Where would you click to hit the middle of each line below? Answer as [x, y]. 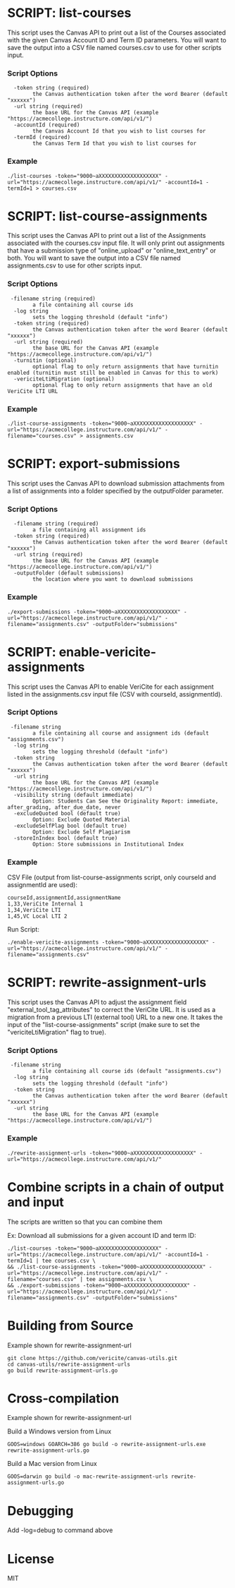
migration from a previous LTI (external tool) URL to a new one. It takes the [115, 1017]
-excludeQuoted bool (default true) [67, 813]
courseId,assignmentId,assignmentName [64, 898]
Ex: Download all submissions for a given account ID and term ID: [102, 1235]
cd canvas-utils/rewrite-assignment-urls [69, 1364]
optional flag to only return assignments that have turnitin [126, 366]
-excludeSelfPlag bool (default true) [71, 826]
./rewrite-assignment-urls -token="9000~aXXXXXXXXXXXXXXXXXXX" [102, 1153]
